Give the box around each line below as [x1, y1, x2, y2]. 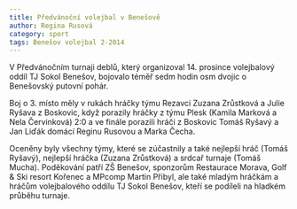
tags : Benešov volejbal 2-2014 [9, 37, 125, 47]
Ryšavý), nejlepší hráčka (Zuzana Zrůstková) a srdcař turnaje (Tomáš [9, 152, 262, 164]
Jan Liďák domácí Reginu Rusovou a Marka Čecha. [9, 126, 196, 137]
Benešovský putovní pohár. [9, 81, 109, 91]
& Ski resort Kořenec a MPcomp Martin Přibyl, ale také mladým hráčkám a [9, 172, 279, 182]
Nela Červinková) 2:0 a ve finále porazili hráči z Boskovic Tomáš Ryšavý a [9, 117, 279, 128]
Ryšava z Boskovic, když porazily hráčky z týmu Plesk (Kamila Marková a [9, 107, 277, 118]
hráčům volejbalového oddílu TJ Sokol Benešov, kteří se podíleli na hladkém [9, 181, 286, 191]
